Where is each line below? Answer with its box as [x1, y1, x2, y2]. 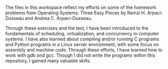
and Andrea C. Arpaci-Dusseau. [25, 15, 93, 21]
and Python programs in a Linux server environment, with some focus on [5, 41, 159, 48]
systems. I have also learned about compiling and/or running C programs [5, 36, 160, 42]
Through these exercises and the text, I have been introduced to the [5, 25, 149, 31]
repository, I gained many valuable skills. [5, 58, 91, 63]
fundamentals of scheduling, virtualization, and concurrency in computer [5, 31, 159, 36]
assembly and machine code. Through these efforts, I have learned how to [5, 47, 163, 53]
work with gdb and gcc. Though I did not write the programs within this [5, 52, 155, 58]
